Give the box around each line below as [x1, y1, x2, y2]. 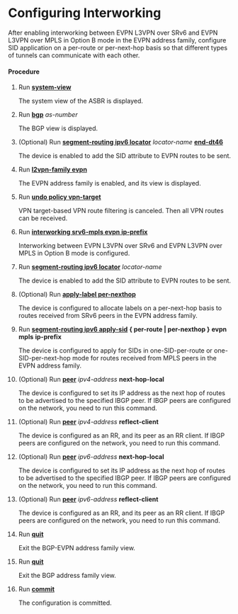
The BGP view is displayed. [18, 124, 98, 132]
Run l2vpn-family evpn [18, 165, 88, 174]
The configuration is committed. [18, 598, 112, 607]
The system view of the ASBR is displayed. [18, 97, 144, 106]
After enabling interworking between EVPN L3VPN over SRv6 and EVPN [8, 28, 218, 37]
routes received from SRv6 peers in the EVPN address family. [18, 312, 198, 320]
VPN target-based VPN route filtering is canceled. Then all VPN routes [18, 207, 224, 215]
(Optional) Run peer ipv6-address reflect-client [18, 495, 159, 504]
